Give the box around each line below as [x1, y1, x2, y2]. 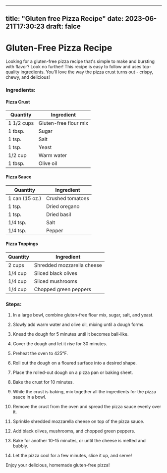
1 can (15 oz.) [8, 195, 42, 202]
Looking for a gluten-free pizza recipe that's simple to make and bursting [5, 58, 155, 64]
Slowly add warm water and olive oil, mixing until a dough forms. [12, 321, 145, 327]
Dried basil [46, 211, 71, 218]
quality [5, 69, 20, 75]
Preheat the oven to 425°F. [12, 350, 68, 357]
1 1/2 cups [8, 120, 34, 127]
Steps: [5, 301, 22, 308]
